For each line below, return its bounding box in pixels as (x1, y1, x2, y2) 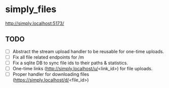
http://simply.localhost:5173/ (5, 20, 64, 26)
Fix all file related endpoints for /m (12, 54, 85, 60)
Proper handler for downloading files (12, 71, 90, 77)
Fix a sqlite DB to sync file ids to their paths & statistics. (12, 60, 128, 66)
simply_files (5, 4, 57, 15)
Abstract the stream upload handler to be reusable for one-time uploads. (12, 48, 164, 54)
